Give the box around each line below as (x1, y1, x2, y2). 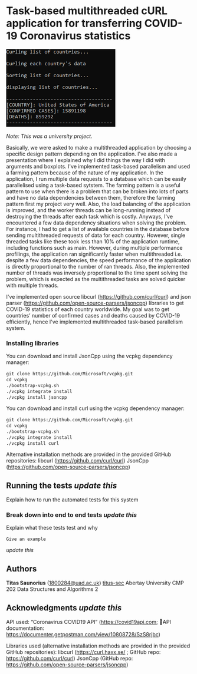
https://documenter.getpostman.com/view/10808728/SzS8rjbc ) (6, 630, 161, 637)
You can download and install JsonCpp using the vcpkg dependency (6, 352, 173, 360)
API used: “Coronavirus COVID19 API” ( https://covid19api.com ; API (6, 618, 171, 625)
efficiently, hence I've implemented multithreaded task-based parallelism (6, 318, 183, 325)
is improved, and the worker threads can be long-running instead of (6, 206, 171, 213)
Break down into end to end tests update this (6, 511, 137, 519)
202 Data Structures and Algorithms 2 (6, 586, 98, 593)
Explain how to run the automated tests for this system (6, 496, 139, 503)
